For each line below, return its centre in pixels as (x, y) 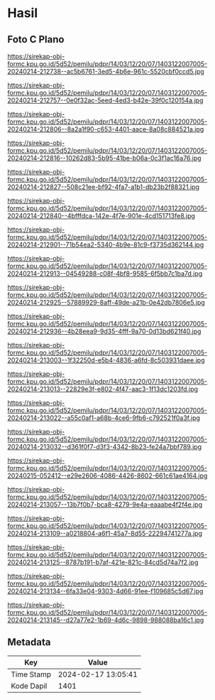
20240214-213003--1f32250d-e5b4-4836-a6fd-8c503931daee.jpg (106, 360)
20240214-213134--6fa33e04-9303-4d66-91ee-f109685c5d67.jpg (105, 591)
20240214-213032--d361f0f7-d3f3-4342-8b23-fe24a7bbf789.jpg (105, 447)
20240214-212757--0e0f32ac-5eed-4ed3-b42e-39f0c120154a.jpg (105, 100)
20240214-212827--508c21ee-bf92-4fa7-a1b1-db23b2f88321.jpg (104, 187)
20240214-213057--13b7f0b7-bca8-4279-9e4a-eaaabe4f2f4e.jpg (105, 505)
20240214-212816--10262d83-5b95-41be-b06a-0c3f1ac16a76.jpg (104, 158)
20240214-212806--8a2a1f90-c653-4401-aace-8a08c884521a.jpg (106, 129)
